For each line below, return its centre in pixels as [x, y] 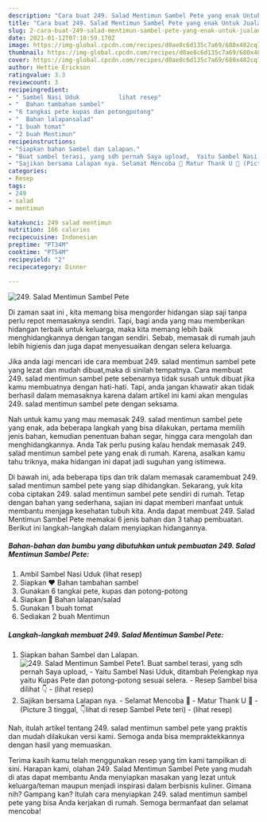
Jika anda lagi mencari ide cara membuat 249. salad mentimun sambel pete [132, 361]
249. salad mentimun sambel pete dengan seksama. [94, 404]
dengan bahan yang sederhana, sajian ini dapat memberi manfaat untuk [126, 502]
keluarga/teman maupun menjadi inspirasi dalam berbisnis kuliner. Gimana [130, 786]
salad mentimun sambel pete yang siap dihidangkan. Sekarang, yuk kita [126, 485]
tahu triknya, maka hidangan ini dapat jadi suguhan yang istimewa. [117, 461]
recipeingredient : [39, 90]
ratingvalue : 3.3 [37, 75]
